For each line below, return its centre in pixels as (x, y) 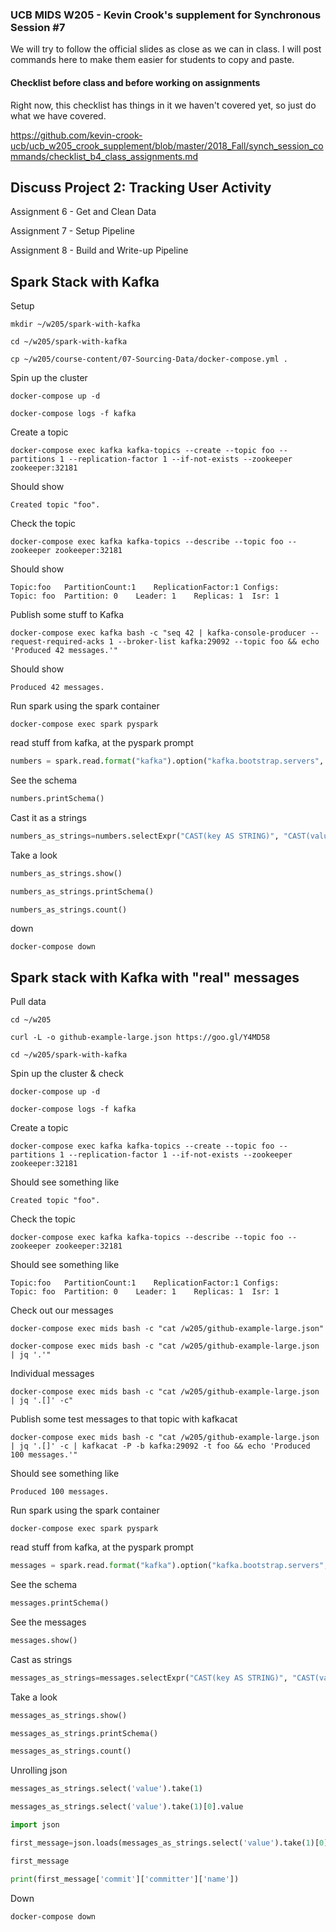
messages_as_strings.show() (69, 1715)
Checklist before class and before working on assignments (135, 82)
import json (35, 1825)
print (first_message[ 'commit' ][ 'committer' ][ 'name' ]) (125, 1879)
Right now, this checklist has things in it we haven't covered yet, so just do (163, 105)
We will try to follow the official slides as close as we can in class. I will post (166, 49)
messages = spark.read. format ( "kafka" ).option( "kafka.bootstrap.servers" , (169, 1566)
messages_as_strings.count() (71, 1751)
